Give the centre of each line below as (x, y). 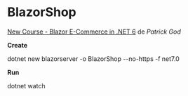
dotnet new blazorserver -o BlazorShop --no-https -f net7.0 (94, 59)
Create (18, 45)
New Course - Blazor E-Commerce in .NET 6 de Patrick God (94, 32)
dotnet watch (26, 85)
